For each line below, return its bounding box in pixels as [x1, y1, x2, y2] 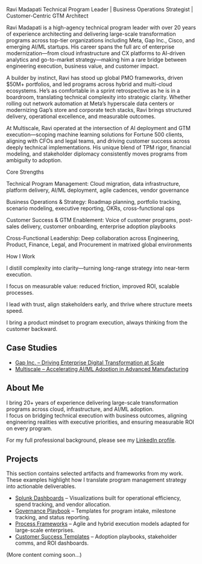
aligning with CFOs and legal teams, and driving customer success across [6, 137, 190, 145]
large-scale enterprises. [14, 526, 75, 534]
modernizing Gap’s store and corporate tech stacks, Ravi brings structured [6, 107, 192, 113]
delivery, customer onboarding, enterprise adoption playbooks [21, 223, 176, 230]
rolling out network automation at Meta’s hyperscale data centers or [6, 100, 175, 107]
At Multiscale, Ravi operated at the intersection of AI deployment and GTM [6, 125, 191, 131]
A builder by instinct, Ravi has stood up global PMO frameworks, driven [6, 74, 183, 81]
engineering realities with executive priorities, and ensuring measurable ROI [6, 418, 195, 425]
